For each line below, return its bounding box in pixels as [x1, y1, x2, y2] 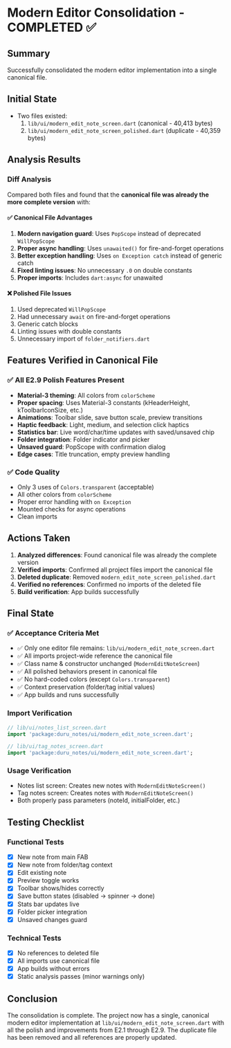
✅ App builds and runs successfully [17, 691, 120, 699]
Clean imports [17, 512, 57, 521]
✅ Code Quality [7, 467, 60, 477]
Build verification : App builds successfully [17, 587, 140, 596]
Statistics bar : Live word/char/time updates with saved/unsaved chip [17, 428, 215, 436]
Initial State [7, 93, 57, 105]
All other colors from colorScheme [17, 490, 112, 498]
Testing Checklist [7, 816, 84, 828]
